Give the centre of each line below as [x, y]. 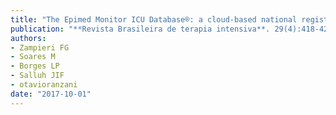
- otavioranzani [44, 85]
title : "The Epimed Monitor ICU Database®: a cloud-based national [154, 19]
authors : [28, 38]
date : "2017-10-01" [51, 94]
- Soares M [33, 57]
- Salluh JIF [37, 76]
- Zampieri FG [40, 47]
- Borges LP [35, 66]
